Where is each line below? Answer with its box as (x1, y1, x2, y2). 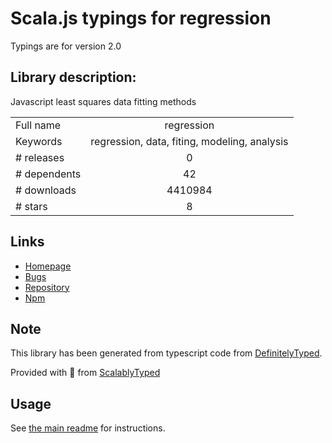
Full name (15, 118, 62, 132)
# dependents (15, 167, 82, 181)
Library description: (10, 69, 137, 86)
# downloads (15, 183, 77, 197)
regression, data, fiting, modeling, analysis (90, 134, 289, 148)
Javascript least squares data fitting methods (10, 95, 197, 107)
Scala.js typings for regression (10, 7, 272, 30)
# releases (15, 150, 65, 164)
